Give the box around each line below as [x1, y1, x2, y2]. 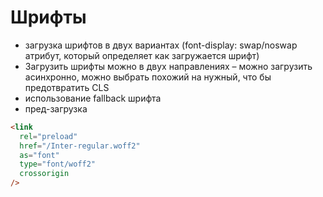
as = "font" [19, 150, 60, 160]
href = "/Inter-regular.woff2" [19, 141, 141, 151]
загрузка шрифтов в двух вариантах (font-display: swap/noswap [24, 39, 298, 51]
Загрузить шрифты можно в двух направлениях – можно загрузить [24, 60, 313, 72]
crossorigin [19, 169, 70, 179]
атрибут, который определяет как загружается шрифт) [24, 49, 260, 61]
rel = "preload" [19, 131, 78, 141]
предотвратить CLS [24, 81, 110, 93]
